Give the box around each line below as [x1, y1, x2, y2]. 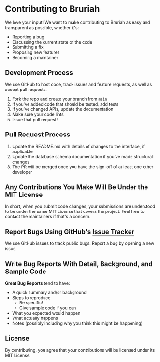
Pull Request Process [5, 131, 71, 139]
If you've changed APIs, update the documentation [12, 106, 114, 112]
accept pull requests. [5, 86, 47, 92]
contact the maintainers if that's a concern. [5, 214, 91, 220]
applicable [12, 149, 33, 154]
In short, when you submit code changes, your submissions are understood [5, 203, 156, 209]
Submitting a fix [12, 44, 44, 50]
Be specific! [19, 300, 43, 305]
